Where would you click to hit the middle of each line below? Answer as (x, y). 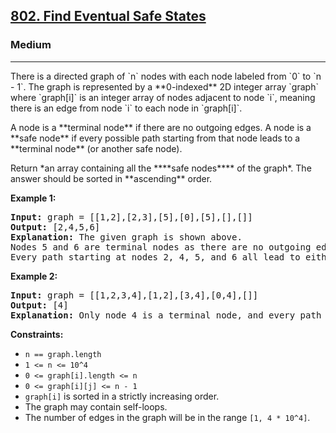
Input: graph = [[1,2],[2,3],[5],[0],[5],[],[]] (131, 217)
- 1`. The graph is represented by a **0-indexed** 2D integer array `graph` (164, 86)
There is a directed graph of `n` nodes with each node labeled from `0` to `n (166, 76)
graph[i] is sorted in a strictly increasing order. (122, 396)
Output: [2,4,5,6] (55, 227)
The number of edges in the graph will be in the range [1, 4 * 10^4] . (167, 417)
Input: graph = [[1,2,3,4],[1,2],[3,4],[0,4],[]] (134, 295)
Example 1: (33, 198)
